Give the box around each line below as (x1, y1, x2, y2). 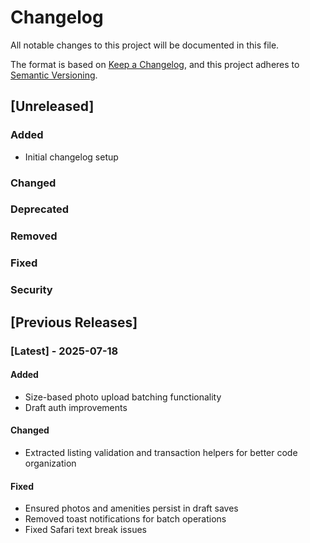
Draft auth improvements (24, 401, 128, 413)
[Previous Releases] (10, 314, 138, 331)
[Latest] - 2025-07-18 (10, 344, 119, 358)
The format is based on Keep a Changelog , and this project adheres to (10, 58, 300, 70)
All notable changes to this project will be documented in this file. (10, 39, 280, 51)
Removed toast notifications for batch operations (24, 513, 227, 525)
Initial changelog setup (24, 151, 119, 163)
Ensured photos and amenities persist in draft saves (24, 502, 239, 515)
